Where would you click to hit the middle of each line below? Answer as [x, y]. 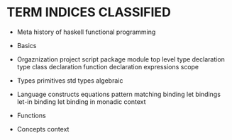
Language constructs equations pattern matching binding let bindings [119, 94]
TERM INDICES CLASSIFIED [89, 12]
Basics [27, 45]
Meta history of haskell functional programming [86, 32]
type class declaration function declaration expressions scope [108, 66]
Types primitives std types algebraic [70, 80]
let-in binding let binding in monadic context [81, 101]
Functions [32, 115]
